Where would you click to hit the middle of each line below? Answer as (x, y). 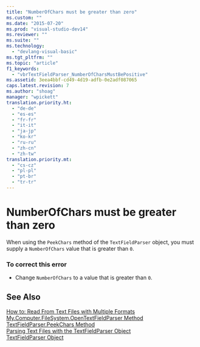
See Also (23, 297)
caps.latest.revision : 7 (38, 86)
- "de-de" (24, 108)
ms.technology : (26, 46)
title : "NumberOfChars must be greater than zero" (72, 12)
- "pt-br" (24, 177)
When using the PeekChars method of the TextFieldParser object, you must (100, 242)
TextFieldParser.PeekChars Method (51, 324)
